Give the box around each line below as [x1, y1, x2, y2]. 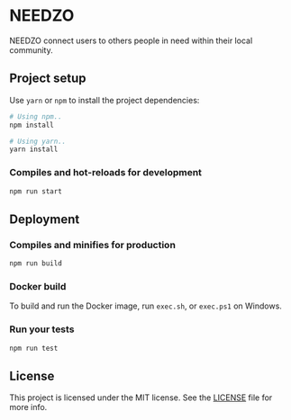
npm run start [9, 186, 63, 196]
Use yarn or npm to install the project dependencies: [9, 94, 200, 105]
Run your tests [9, 323, 75, 335]
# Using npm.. [9, 112, 63, 121]
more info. [9, 402, 48, 413]
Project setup [9, 71, 87, 86]
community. [9, 44, 53, 55]
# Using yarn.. [9, 137, 67, 146]
